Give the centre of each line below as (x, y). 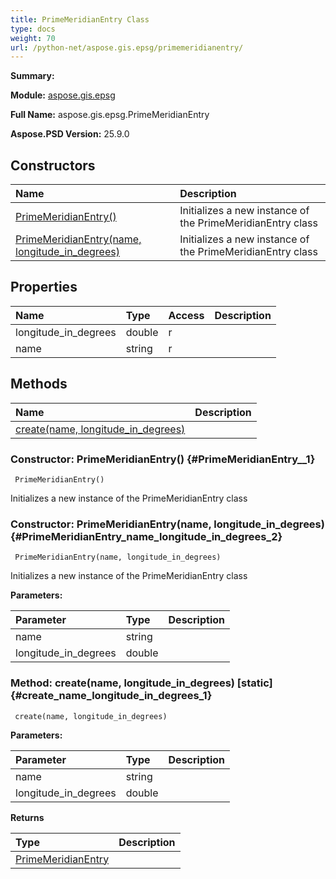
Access (186, 315)
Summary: (32, 76)
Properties (44, 287)
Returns (27, 817)
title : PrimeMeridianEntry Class (80, 19)
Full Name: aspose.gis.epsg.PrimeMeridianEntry (110, 115)
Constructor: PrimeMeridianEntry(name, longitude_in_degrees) (167, 524)
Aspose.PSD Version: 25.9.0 (70, 134)
